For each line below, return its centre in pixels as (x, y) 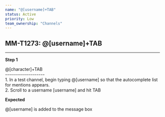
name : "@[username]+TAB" (30, 10)
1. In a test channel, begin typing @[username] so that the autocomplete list (82, 80)
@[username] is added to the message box (49, 109)
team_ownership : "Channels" (34, 23)
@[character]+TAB (24, 69)
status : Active (21, 14)
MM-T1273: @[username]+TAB (54, 43)
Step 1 (12, 60)
